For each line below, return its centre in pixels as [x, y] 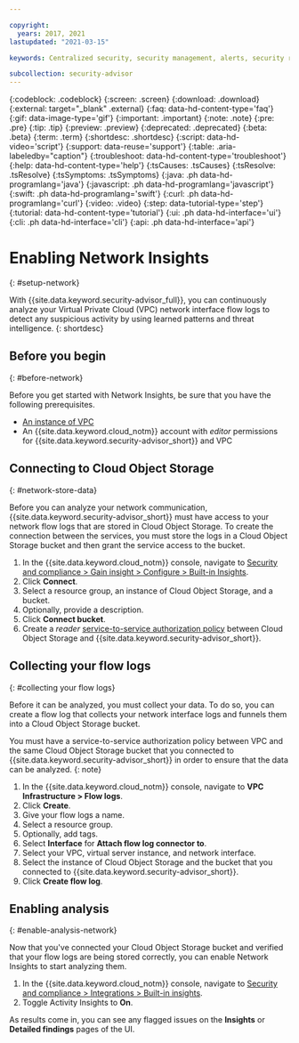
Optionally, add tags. [60, 834]
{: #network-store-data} [53, 489]
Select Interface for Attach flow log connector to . [114, 843]
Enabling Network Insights [109, 258]
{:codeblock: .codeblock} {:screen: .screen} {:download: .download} [134, 100]
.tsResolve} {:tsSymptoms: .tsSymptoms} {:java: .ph [104, 175]
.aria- [226, 147]
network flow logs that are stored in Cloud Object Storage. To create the [141, 526]
